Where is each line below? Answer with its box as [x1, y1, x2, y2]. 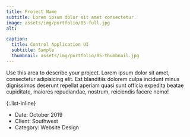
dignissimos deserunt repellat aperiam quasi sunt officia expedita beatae [6, 82, 184, 89]
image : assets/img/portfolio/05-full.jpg [6, 20, 110, 26]
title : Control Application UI [11, 42, 89, 48]
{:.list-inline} [6, 99, 36, 107]
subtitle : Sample [11, 47, 55, 54]
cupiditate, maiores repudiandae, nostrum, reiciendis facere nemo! [6, 88, 169, 95]
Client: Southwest [14, 117, 58, 124]
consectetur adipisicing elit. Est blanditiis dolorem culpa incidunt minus [6, 75, 180, 82]
